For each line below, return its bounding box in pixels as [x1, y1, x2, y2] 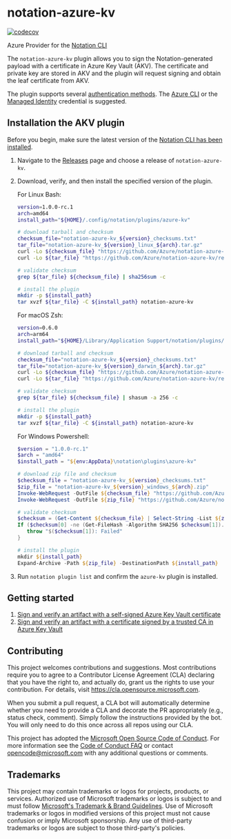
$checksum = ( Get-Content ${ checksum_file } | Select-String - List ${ [17, 515, 222, 522]
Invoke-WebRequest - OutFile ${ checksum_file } [17, 490, 150, 497]
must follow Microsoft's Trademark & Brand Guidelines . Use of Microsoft [7, 802, 213, 810]
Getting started [7, 592, 74, 604]
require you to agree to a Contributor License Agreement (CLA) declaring [7, 671, 215, 679]
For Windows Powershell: [17, 432, 90, 440]
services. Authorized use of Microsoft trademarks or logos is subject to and [7, 794, 222, 802]
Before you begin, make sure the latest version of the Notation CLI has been [7, 135, 223, 144]
